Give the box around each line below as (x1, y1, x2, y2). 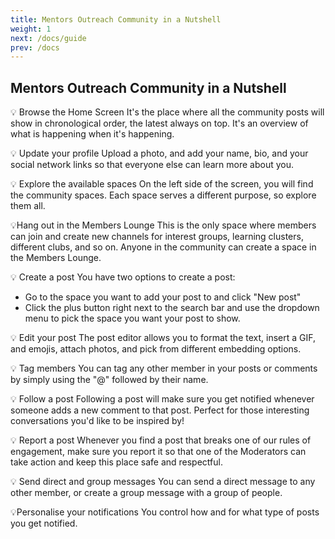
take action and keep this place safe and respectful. (10, 456, 223, 468)
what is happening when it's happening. (10, 128, 175, 140)
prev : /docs (10, 42, 60, 53)
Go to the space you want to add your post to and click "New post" (24, 291, 302, 303)
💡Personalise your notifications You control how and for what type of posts (10, 506, 320, 518)
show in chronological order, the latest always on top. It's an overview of (10, 117, 309, 130)
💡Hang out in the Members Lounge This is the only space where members (10, 219, 317, 231)
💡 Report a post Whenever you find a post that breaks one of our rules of (10, 434, 312, 446)
